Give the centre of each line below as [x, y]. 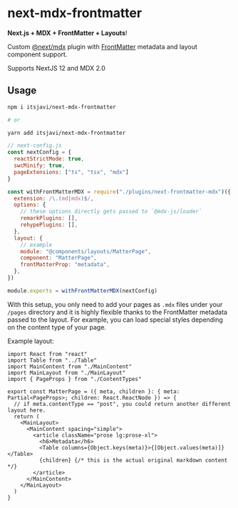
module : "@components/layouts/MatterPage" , [86, 251]
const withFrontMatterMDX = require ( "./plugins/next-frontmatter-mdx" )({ [119, 192]
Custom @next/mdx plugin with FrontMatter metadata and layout [103, 46]
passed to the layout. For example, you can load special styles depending [115, 320]
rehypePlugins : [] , [49, 225]
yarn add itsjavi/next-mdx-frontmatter [67, 133]
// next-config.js [35, 146]
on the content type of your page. [57, 327]
